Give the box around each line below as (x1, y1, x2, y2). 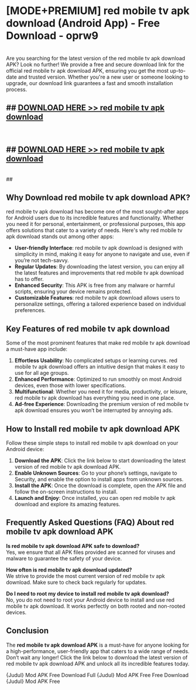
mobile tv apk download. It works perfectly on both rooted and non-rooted (6, 603, 185, 610)
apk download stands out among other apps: (6, 233, 114, 240)
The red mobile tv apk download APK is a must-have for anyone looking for (6, 641, 190, 648)
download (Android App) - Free (6, 16, 160, 30)
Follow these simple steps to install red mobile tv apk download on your (6, 439, 178, 447)
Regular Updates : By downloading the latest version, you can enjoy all (14, 263, 184, 270)
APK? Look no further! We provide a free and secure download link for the (6, 60, 184, 68)
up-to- (170, 67, 186, 74)
